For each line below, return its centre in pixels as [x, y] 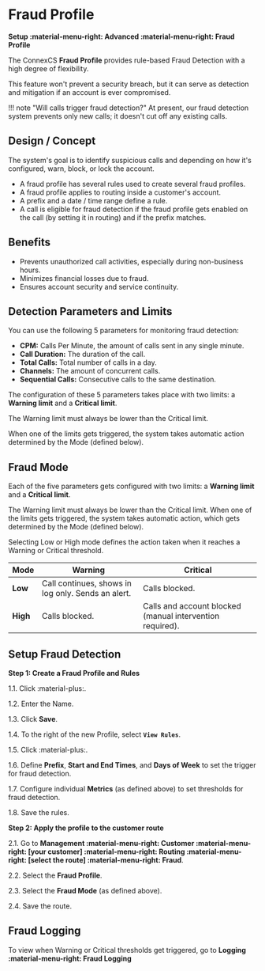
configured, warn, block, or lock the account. [82, 169]
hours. [30, 270]
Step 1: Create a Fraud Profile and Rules [74, 673]
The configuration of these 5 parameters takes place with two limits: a [122, 395]
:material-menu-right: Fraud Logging [70, 958]
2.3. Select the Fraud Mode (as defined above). [85, 891]
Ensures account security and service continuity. [99, 286]
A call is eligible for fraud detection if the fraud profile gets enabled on [134, 209]
